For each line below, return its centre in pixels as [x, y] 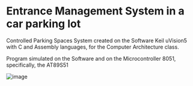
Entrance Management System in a [95, 11]
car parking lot [44, 24]
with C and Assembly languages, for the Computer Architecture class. [93, 47]
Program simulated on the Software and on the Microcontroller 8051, [91, 58]
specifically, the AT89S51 [37, 65]
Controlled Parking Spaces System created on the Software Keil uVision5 [97, 40]
